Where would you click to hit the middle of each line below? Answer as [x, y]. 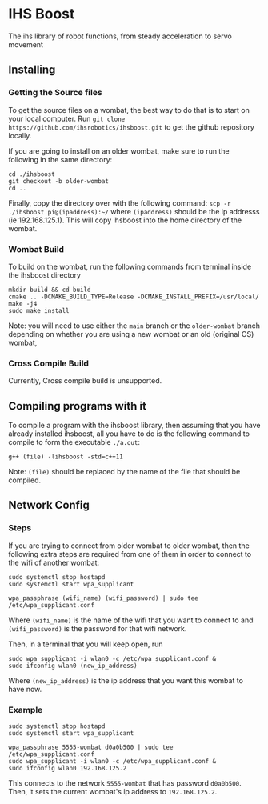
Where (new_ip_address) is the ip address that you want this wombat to [126, 680]
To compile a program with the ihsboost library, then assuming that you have [134, 426]
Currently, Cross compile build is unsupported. [85, 381]
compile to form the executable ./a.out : [74, 442]
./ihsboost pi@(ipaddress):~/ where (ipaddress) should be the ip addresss [134, 211]
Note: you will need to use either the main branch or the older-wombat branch [134, 326]
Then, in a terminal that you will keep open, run [86, 644]
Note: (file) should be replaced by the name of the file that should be [124, 472]
